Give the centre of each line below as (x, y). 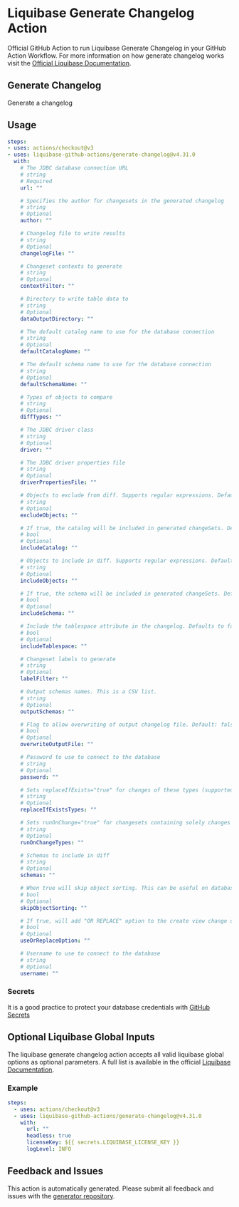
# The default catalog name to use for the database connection (117, 332)
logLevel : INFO (49, 1149)
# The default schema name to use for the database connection (116, 365)
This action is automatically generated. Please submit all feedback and (111, 1188)
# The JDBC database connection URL (75, 168)
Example (23, 1088)
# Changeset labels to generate (68, 659)
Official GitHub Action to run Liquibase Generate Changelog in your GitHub (117, 48)
